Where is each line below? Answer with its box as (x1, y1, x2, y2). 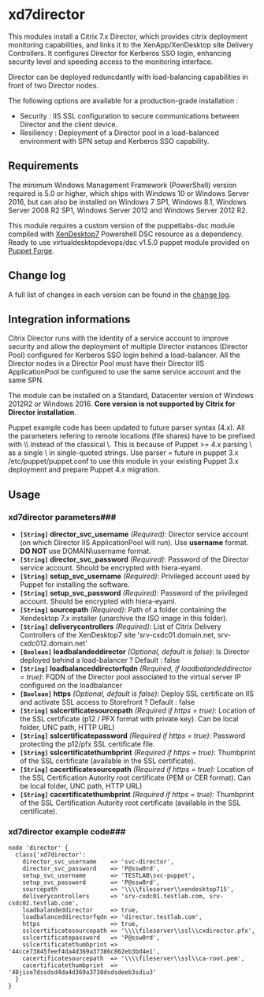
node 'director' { (8, 844, 69, 852)
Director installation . (8, 408, 77, 417)
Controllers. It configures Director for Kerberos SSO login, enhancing (8, 48, 232, 58)
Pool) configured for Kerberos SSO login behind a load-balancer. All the (8, 350, 240, 360)
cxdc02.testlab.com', (8, 899, 80, 908)
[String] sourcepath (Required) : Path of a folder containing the (19, 605, 227, 615)
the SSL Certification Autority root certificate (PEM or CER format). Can (19, 773, 251, 783)
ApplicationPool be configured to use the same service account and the (8, 367, 242, 377)
